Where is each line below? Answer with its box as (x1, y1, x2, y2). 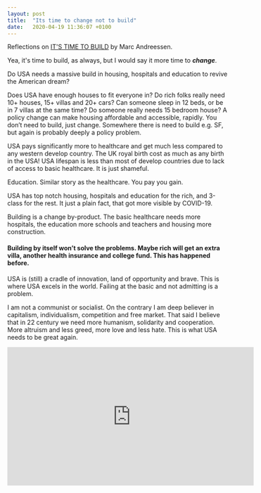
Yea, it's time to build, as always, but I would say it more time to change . (7, 56, 217, 65)
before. (7, 258, 30, 267)
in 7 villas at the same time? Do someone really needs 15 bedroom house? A (7, 106, 227, 115)
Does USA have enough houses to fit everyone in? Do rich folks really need (7, 91, 225, 99)
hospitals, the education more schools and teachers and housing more (7, 220, 212, 229)
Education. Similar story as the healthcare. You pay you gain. (7, 178, 184, 186)
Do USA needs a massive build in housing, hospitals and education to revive (7, 70, 228, 78)
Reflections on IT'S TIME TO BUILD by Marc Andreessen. (7, 43, 173, 51)
